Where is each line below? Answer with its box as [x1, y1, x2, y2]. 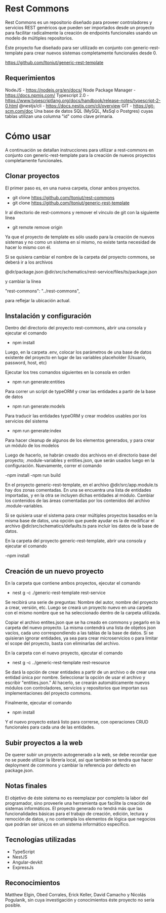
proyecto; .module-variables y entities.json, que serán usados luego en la [5, 457, 155, 463]
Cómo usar [5, 131, 51, 141]
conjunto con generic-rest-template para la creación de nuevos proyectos [5, 152, 156, 158]
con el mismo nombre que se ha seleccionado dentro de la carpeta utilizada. [5, 610, 161, 616]
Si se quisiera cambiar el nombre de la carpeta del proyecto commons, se [5, 254, 155, 260]
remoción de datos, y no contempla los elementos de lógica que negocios [5, 816, 156, 822]
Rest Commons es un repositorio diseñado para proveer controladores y [5, 19, 152, 25]
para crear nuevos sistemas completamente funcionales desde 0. [24, 50, 157, 56]
